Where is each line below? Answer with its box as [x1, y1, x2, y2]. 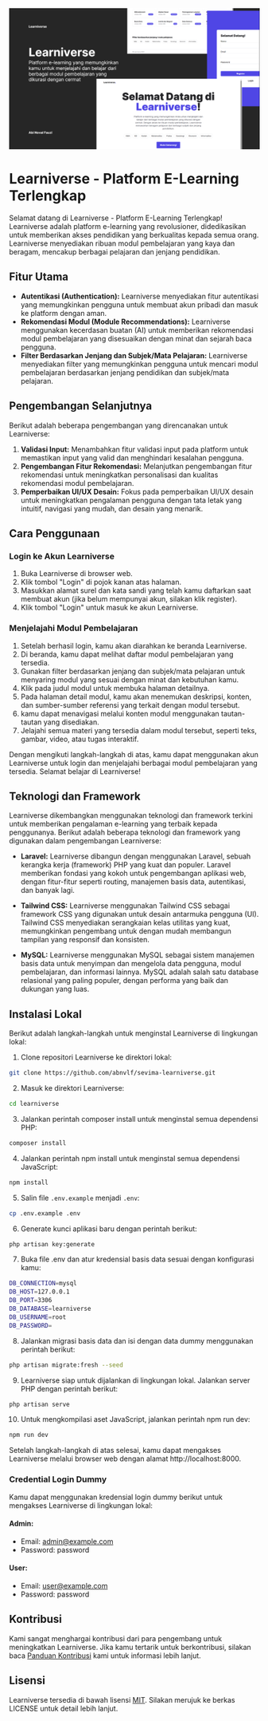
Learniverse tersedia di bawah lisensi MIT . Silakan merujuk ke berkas [9, 1695, 235, 1704]
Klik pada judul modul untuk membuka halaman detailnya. [20, 683, 210, 693]
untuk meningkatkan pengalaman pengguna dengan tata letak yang [20, 495, 243, 505]
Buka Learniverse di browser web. [20, 569, 134, 578]
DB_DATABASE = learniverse [9, 1305, 91, 1313]
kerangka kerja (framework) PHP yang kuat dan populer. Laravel [20, 860, 231, 870]
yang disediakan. [43, 717, 99, 727]
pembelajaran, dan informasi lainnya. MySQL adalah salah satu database [20, 967, 259, 977]
